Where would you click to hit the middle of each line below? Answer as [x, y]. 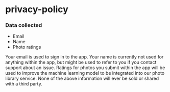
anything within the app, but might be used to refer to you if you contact [81, 63]
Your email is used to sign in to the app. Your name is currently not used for [84, 57]
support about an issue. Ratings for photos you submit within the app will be [85, 68]
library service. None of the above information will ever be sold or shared [82, 79]
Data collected [24, 25]
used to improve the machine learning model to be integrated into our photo [85, 73]
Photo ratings [27, 47]
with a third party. [24, 84]
